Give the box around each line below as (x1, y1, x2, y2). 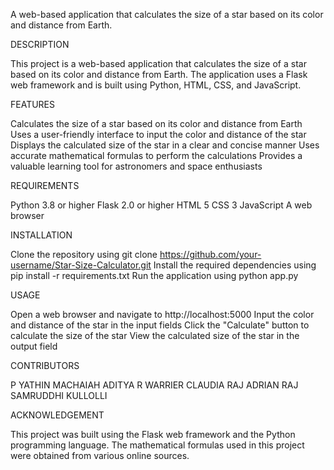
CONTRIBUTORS (10, 360, 80, 371)
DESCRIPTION (10, 39, 70, 50)
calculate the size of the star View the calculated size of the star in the (10, 330, 300, 341)
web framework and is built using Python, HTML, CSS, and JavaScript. (10, 79, 302, 91)
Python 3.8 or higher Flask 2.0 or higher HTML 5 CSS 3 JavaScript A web (10, 199, 313, 211)
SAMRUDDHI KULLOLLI (10, 390, 108, 401)
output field (10, 340, 58, 352)
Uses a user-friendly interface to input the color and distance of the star (10, 129, 307, 140)
